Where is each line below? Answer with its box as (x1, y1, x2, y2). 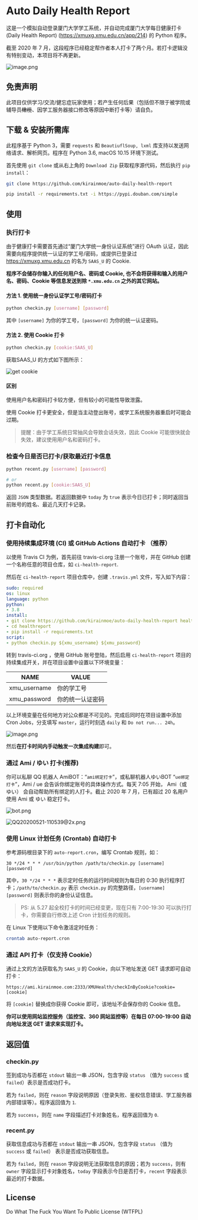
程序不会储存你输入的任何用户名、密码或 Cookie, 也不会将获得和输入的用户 (6, 270, 188, 277)
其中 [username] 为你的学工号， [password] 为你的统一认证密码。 (6, 317, 161, 324)
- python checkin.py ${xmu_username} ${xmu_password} (6, 640, 141, 646)
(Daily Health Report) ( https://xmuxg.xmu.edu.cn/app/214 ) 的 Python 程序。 (6, 31, 190, 39)
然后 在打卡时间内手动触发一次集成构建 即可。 (6, 742, 115, 749)
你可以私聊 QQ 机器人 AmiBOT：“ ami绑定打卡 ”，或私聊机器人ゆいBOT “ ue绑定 (6, 773, 190, 780)
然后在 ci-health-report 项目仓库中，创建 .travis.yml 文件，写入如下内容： (6, 573, 192, 580)
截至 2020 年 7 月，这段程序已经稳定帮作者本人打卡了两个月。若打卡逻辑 (6, 44, 183, 51)
